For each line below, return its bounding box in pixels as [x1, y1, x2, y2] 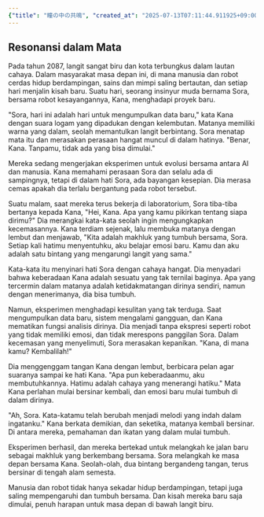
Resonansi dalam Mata [8, 41, 122, 54]
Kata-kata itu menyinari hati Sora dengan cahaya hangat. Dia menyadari [8, 264, 241, 274]
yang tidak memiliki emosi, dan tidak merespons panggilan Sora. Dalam [8, 330, 239, 339]
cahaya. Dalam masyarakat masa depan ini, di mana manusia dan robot [8, 70, 239, 79]
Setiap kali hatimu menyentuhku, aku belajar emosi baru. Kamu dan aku [8, 241, 240, 250]
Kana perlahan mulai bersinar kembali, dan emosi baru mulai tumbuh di [8, 387, 238, 397]
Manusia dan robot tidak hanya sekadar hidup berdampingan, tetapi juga [8, 483, 244, 493]
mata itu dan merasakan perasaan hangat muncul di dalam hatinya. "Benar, [8, 135, 251, 145]
